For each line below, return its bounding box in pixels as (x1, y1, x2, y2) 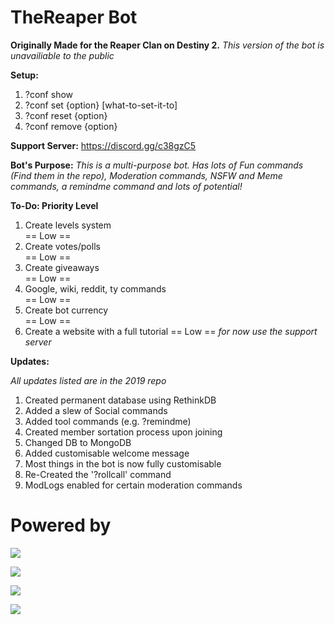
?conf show (24, 88, 74, 100)
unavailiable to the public (10, 49, 115, 61)
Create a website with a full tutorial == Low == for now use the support (24, 325, 318, 337)
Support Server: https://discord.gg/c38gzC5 (10, 139, 197, 151)
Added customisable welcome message (24, 447, 190, 459)
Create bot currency (24, 304, 109, 316)
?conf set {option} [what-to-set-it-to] (24, 99, 178, 111)
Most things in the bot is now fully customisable (24, 457, 222, 470)
